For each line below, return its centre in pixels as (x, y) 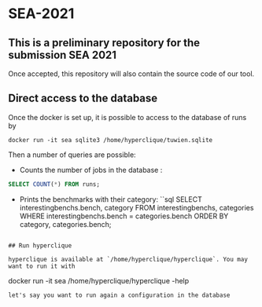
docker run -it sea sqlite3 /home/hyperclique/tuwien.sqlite (111, 140)
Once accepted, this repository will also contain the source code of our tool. (131, 74)
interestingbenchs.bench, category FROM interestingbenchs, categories (137, 207)
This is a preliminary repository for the (104, 43)
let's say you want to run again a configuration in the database (119, 295)
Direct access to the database (83, 99)
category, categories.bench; (65, 224)
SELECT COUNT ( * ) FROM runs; (54, 184)
